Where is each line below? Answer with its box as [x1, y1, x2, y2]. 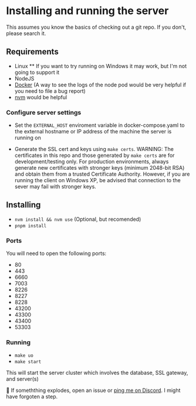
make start [14, 359, 42, 365]
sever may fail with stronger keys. [14, 183, 97, 190]
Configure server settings [6, 108, 82, 116]
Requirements [6, 47, 59, 57]
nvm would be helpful [14, 93, 67, 100]
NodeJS [14, 75, 35, 82]
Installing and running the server [6, 4, 169, 18]
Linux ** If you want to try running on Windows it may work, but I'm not [14, 62, 187, 69]
